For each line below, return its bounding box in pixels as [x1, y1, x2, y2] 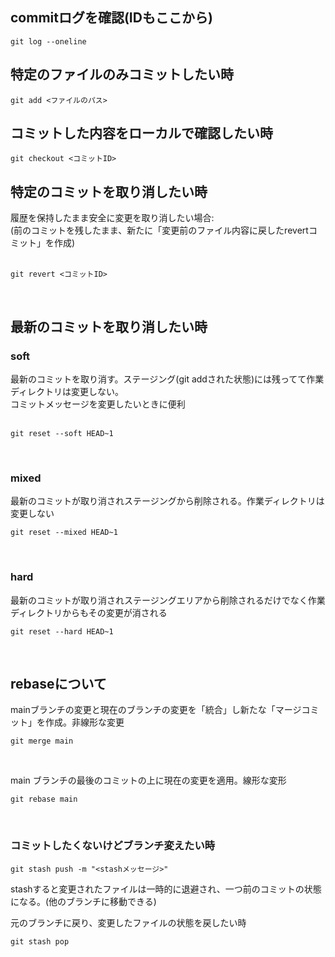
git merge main [10, 736, 74, 747]
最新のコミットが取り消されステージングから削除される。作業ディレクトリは [10, 495, 325, 507]
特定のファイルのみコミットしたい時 [10, 66, 234, 83]
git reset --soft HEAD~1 [10, 428, 114, 438]
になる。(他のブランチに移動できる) [10, 895, 157, 907]
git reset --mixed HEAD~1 [10, 528, 118, 538]
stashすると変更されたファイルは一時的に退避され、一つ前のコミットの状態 [10, 883, 322, 895]
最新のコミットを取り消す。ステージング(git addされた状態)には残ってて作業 [10, 373, 325, 385]
